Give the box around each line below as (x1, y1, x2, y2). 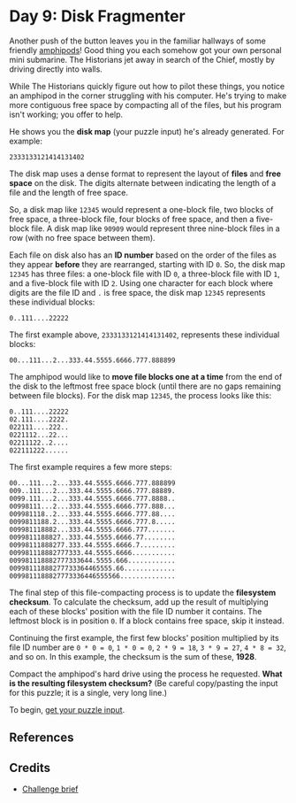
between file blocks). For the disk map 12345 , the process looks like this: (9, 390, 272, 400)
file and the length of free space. (9, 187, 129, 197)
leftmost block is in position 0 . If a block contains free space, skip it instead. (9, 615, 285, 626)
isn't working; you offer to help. (9, 109, 124, 120)
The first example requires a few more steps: (9, 461, 172, 472)
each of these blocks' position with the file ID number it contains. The (9, 606, 262, 616)
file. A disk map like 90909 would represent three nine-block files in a (30, 223, 280, 234)
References (9, 730, 74, 745)
